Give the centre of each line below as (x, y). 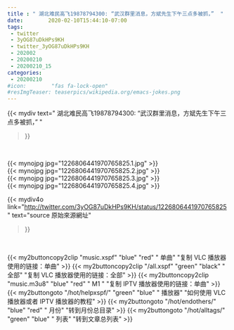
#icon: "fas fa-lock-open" (58, 86)
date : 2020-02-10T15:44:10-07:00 (67, 20)
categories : (25, 72)
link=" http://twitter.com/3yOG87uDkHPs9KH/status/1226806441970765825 (117, 207)
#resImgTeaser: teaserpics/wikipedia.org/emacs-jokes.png (94, 92)
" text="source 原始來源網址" (49, 215)
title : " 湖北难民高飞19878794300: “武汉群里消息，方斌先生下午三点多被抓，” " (115, 14)
